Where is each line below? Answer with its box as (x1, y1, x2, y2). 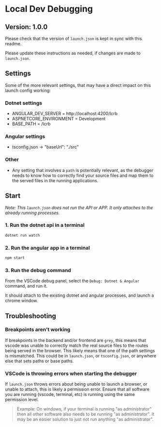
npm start (5, 255, 25, 260)
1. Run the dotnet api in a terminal (5, 222, 85, 229)
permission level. (5, 397, 39, 403)
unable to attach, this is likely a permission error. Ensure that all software (5, 386, 150, 392)
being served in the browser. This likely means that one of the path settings (5, 347, 155, 353)
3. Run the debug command (5, 267, 72, 273)
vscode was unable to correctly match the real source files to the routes (5, 342, 148, 348)
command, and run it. (5, 283, 47, 289)
